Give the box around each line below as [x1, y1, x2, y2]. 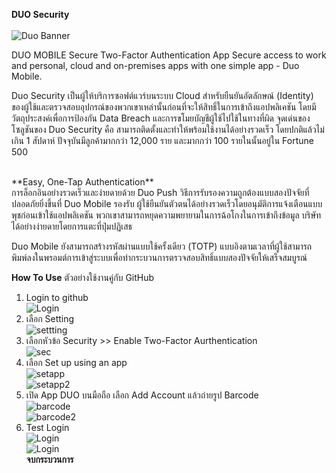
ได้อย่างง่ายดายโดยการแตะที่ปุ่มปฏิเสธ [11, 220, 133, 232]
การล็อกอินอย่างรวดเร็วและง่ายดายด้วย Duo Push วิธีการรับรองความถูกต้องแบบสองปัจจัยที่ [11, 187, 310, 198]
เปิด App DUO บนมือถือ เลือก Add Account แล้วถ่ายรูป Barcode [25, 389, 259, 401]
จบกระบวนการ [25, 454, 74, 465]
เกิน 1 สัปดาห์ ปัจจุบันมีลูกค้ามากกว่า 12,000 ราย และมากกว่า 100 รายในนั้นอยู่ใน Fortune [11, 135, 314, 146]
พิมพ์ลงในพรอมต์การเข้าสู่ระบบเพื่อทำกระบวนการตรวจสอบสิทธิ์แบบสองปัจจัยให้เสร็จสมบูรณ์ [11, 252, 308, 263]
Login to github [25, 292, 89, 303]
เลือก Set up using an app [25, 357, 128, 368]
